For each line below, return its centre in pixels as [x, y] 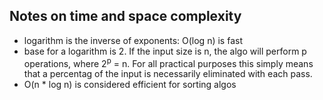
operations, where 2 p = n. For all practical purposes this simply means [168, 62]
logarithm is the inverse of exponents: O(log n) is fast [133, 40]
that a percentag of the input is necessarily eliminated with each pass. [168, 74]
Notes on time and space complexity [125, 16]
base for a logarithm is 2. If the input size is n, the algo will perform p [165, 51]
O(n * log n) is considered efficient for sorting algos [130, 85]
